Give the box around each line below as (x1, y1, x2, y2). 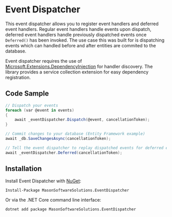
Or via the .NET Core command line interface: (5, 197, 101, 203)
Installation (5, 165, 42, 173)
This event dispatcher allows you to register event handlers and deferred (5, 21, 159, 27)
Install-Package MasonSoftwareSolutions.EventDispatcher (5, 188, 130, 193)
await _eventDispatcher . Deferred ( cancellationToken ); (5, 150, 123, 155)
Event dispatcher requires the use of (5, 58, 82, 64)
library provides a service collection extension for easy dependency (5, 68, 149, 75)
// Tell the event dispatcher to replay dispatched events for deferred (5, 145, 164, 150)
